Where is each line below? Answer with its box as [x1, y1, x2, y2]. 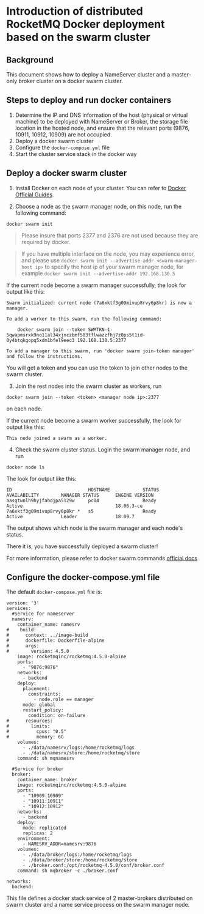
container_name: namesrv [17, 622, 80, 628]
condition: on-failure [28, 713, 86, 719]
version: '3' [6, 600, 40, 606]
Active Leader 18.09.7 [6, 513, 135, 519]
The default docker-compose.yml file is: [6, 589, 102, 596]
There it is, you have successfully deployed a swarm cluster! [6, 543, 158, 550]
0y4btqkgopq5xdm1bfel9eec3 [6, 337, 75, 343]
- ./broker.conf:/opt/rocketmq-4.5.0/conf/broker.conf [22, 863, 165, 869]
